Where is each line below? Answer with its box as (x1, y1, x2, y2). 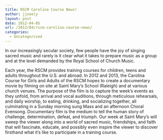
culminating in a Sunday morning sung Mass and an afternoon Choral (5, 103, 144, 109)
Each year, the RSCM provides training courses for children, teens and (5, 67, 146, 73)
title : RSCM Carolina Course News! (5, 7, 77, 12)
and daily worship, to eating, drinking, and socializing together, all (5, 98, 137, 104)
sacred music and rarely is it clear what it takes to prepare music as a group (5, 52, 157, 58)
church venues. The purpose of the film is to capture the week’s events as (5, 88, 154, 94)
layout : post (5, 16, 32, 21)
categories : (5, 30, 29, 35)
